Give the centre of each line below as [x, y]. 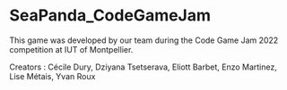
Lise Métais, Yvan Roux [52, 76]
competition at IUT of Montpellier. [71, 49]
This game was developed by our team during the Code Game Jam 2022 [144, 40]
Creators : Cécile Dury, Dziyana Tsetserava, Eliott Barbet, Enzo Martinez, [143, 67]
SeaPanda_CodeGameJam [110, 16]
